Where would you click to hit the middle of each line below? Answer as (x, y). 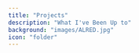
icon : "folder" (33, 37)
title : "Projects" (38, 15)
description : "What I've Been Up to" (70, 23)
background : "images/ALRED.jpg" (61, 30)
